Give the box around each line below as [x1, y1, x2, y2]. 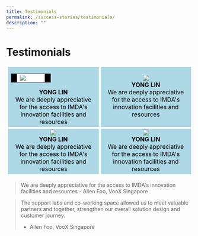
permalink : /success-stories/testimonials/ [6, 14, 116, 20]
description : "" [6, 20, 46, 25]
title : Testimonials [6, 8, 58, 15]
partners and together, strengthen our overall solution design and [20, 206, 180, 213]
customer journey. [20, 212, 65, 219]
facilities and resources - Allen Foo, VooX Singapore [20, 188, 148, 195]
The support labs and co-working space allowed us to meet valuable [20, 199, 189, 206]
